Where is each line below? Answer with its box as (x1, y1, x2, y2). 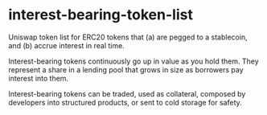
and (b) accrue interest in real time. (8, 40, 125, 50)
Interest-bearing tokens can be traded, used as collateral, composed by (8, 88, 246, 98)
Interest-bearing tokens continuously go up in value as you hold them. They (8, 56, 259, 66)
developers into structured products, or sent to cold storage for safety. (8, 97, 243, 107)
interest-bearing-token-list (8, 6, 193, 24)
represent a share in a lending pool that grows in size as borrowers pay (8, 64, 244, 74)
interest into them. (8, 73, 69, 83)
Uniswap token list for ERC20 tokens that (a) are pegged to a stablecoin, (8, 32, 248, 42)
